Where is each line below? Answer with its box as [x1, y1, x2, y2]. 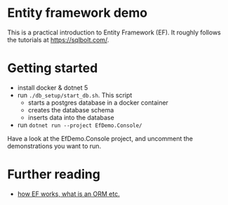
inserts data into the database [27, 113, 114, 121]
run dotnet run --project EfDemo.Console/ [17, 121, 142, 129]
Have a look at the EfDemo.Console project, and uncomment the [7, 134, 193, 143]
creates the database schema [27, 105, 114, 114]
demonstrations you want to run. [7, 142, 102, 150]
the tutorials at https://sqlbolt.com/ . [7, 35, 109, 44]
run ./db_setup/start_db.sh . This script [17, 91, 133, 99]
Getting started [7, 60, 98, 77]
